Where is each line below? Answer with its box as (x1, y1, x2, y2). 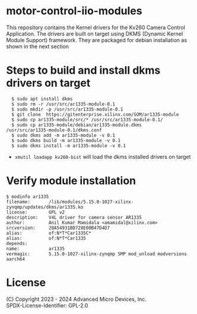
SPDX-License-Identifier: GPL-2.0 (6, 302, 88, 309)
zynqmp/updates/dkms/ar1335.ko (6, 204, 84, 210)
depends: (6, 240, 28, 246)
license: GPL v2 (6, 209, 65, 215)
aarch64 (6, 256, 26, 262)
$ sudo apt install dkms (11, 96, 73, 102)
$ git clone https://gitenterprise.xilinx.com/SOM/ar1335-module (11, 111, 179, 117)
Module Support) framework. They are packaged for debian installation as (6, 36, 188, 43)
